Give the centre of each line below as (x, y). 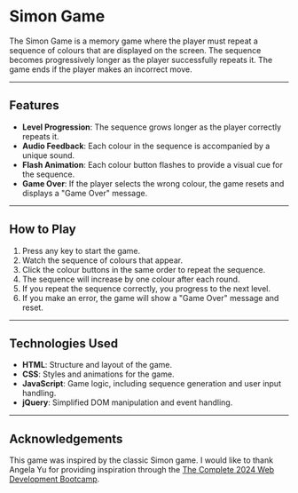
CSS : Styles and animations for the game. (98, 374)
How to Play (43, 230)
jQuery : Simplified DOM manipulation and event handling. (127, 402)
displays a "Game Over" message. (85, 193)
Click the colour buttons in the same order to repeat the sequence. (144, 269)
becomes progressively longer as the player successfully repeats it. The (141, 60)
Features (34, 105)
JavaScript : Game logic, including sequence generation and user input (152, 384)
